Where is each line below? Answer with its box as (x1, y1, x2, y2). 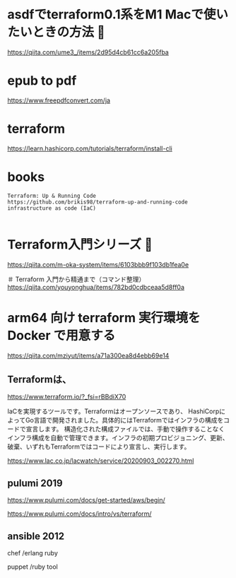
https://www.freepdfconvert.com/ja (7, 96, 111, 105)
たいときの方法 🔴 (7, 24, 106, 40)
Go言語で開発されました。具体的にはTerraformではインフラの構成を (25, 416, 224, 425)
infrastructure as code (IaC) (7, 204, 97, 212)
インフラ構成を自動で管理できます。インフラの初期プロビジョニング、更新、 (7, 434, 229, 442)
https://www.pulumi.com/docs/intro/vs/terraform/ (7, 509, 152, 518)
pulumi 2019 (7, 477, 63, 489)
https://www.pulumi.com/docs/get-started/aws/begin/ (7, 496, 166, 505)
